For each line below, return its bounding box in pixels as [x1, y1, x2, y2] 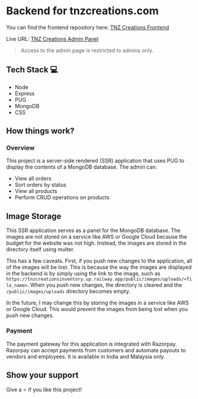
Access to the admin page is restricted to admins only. [20, 46, 154, 54]
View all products [14, 188, 58, 195]
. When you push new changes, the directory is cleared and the [27, 281, 183, 289]
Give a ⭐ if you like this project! [6, 386, 82, 393]
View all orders [14, 175, 52, 182]
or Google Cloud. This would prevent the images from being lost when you [6, 306, 188, 313]
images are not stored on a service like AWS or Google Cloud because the [6, 233, 187, 240]
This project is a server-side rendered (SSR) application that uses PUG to [6, 157, 185, 164]
